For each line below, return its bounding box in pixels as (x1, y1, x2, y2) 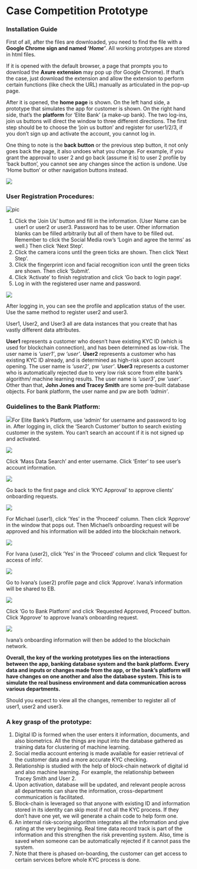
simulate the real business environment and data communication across (6, 679, 186, 686)
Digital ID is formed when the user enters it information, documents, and (14, 731, 190, 738)
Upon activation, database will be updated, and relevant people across (14, 781, 186, 788)
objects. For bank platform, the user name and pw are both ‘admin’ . (6, 388, 169, 395)
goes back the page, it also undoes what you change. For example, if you (6, 148, 184, 155)
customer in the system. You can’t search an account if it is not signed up (6, 429, 184, 437)
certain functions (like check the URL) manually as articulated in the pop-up (6, 81, 189, 88)
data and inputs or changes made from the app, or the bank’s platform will (6, 667, 191, 674)
